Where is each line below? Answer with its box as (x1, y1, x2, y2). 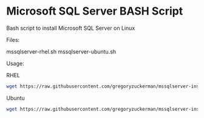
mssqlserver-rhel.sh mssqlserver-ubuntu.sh (6, 47, 117, 55)
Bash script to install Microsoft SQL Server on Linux (6, 24, 135, 32)
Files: (6, 36, 20, 43)
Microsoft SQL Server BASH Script (6, 4, 183, 18)
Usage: (6, 60, 24, 67)
